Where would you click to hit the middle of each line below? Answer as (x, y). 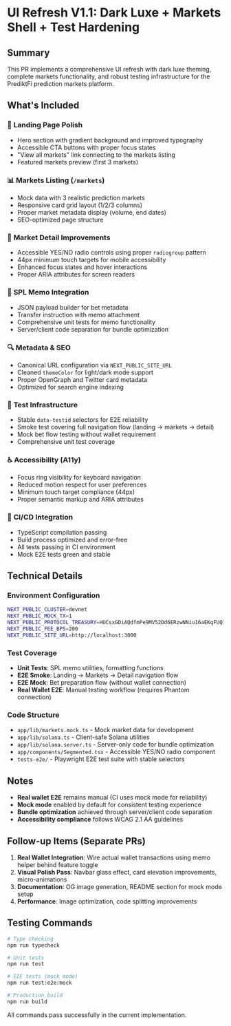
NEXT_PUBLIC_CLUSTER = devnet (47, 610)
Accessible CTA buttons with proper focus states (86, 147)
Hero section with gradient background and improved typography (110, 140)
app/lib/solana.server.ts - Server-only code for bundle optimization (115, 745)
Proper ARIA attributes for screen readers (76, 275)
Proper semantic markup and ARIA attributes (80, 500)
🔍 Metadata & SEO (39, 348)
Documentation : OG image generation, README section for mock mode (119, 887)
